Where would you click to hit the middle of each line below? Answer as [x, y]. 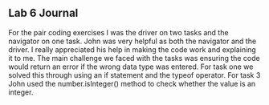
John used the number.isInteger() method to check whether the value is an [132, 83]
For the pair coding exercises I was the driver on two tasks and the [118, 32]
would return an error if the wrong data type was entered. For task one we [131, 67]
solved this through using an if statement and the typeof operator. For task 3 [134, 75]
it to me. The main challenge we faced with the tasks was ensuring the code [134, 58]
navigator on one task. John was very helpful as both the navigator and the [132, 41]
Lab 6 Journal [43, 13]
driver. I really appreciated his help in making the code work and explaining [132, 49]
